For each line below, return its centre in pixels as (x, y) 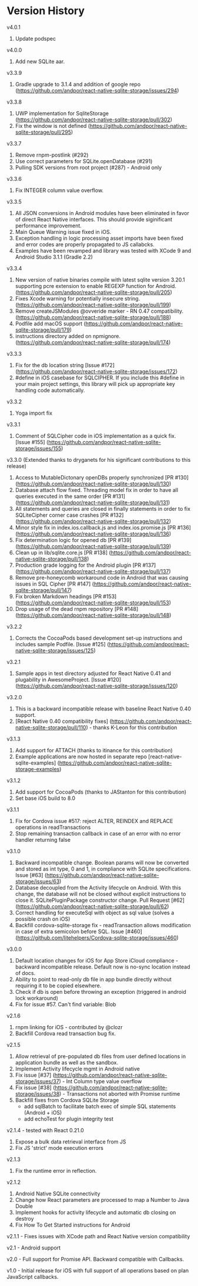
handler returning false (43, 839)
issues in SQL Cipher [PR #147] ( (55, 584)
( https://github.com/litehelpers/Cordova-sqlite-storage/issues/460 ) (97, 937)
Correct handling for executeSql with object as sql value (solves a (95, 913)
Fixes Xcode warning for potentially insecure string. (78, 298)
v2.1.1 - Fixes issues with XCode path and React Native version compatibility (98, 1236)
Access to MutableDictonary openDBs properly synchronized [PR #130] (102, 477)
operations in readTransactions (53, 827)
